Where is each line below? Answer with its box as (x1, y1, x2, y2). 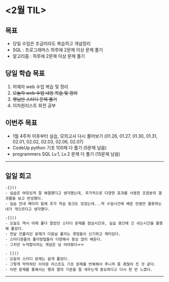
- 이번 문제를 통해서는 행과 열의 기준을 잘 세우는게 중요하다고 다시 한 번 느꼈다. (5, 267, 153, 272)
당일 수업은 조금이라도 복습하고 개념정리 (12, 41, 91, 46)
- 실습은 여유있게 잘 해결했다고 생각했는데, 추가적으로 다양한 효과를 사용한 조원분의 (5, 191, 156, 196)
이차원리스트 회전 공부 (12, 102, 56, 108)
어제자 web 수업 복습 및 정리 (12, 84, 69, 90)
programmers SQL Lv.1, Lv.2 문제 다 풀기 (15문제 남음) (12, 151, 121, 157)
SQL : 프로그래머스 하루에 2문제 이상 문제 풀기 (12, 47, 103, 53)
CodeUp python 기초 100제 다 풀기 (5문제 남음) (12, 145, 107, 151)
